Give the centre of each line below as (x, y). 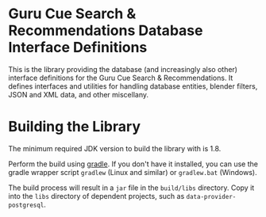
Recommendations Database (106, 30)
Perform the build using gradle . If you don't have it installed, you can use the (133, 164)
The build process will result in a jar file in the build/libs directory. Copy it (131, 188)
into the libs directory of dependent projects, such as (96, 196)
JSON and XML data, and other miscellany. (79, 94)
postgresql (26, 205)
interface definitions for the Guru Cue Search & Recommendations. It (121, 78)
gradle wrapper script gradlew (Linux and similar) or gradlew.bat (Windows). (133, 172)
